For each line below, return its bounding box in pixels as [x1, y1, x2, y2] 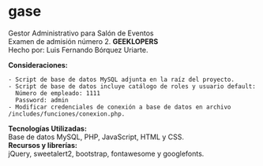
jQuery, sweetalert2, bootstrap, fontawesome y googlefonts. [8, 149, 205, 158]
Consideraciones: [8, 60, 69, 69]
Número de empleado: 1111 [15, 89, 101, 97]
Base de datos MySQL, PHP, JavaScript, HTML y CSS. [8, 132, 184, 142]
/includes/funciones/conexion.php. [8, 109, 126, 118]
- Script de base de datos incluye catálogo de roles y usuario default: [8, 82, 257, 90]
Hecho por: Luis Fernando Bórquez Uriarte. [8, 45, 148, 54]
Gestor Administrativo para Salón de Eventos [8, 28, 154, 38]
